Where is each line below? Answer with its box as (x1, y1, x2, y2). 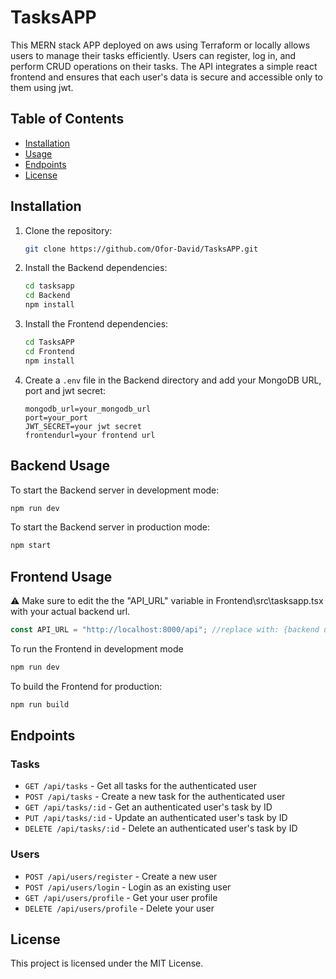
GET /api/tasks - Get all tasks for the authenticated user (24, 780, 257, 792)
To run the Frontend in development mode (10, 642, 184, 655)
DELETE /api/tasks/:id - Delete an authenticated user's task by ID (24, 822, 298, 835)
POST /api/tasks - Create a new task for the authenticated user (24, 791, 286, 803)
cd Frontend (24, 346, 75, 356)
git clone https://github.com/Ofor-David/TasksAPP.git (24, 244, 259, 254)
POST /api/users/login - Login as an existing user (24, 881, 232, 893)
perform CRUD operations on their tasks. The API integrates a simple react (10, 60, 318, 72)
